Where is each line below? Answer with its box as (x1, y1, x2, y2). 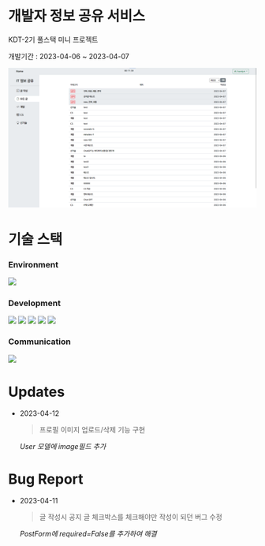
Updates (8, 383, 65, 401)
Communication (8, 336, 71, 347)
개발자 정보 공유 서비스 (8, 7, 146, 25)
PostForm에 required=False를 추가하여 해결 (19, 529, 158, 539)
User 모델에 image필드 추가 (19, 442, 106, 451)
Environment (8, 259, 59, 270)
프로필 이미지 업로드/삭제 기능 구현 (39, 425, 146, 435)
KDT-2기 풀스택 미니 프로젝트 (8, 35, 99, 44)
